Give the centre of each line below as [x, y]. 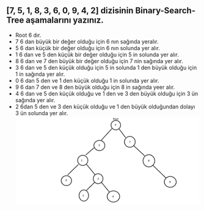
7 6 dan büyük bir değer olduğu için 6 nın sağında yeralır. [87, 41]
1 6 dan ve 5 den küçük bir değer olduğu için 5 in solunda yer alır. [97, 54]
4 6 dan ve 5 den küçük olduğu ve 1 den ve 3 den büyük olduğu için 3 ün [107, 93]
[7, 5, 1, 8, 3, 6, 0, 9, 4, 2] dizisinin [70, 11]
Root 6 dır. [28, 35]
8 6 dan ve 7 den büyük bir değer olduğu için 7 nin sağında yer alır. [99, 61]
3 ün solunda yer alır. [42, 113]
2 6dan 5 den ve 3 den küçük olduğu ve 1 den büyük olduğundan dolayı [105, 107]
